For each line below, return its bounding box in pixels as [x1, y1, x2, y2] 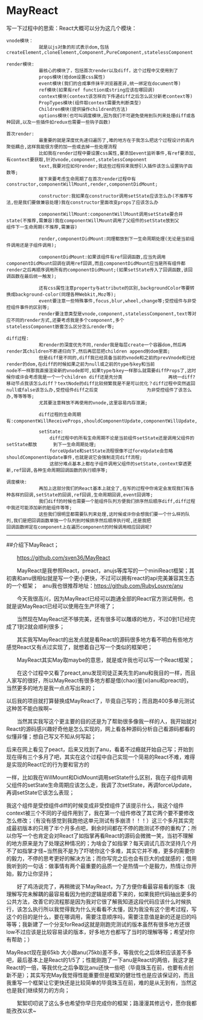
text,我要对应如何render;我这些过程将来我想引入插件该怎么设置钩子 [38, 163, 188, 169]
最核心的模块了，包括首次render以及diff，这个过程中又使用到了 [38, 67, 178, 73]
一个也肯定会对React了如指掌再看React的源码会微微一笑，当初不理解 [22, 832, 194, 839]
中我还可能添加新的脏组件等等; [6, 504, 72, 511]
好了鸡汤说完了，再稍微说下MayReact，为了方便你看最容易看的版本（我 [16, 882, 195, 890]
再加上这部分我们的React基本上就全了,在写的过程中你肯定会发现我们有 [38, 485, 190, 492]
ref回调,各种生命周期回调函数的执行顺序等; [13, 467, 108, 473]
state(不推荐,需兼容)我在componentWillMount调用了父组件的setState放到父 [6, 218, 179, 224]
